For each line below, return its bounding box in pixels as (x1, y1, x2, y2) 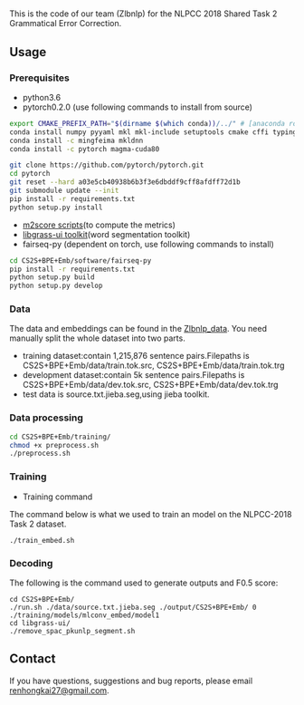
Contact (9, 652, 56, 667)
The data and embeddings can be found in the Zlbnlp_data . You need (9, 324, 268, 334)
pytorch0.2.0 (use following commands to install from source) (22, 101, 253, 112)
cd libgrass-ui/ (9, 618, 71, 628)
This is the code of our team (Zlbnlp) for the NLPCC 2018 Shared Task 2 (9, 8, 278, 19)
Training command (22, 491, 93, 502)
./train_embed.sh (9, 536, 75, 545)
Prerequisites (9, 72, 70, 84)
